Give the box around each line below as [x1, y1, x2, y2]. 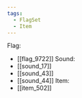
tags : [7, 10, 23, 17]
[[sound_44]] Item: [16, 77, 70, 85]
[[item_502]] [16, 84, 52, 93]
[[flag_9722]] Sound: [16, 55, 75, 63]
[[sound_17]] [16, 62, 52, 71]
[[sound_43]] [16, 69, 54, 77]
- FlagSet [13, 16, 41, 23]
